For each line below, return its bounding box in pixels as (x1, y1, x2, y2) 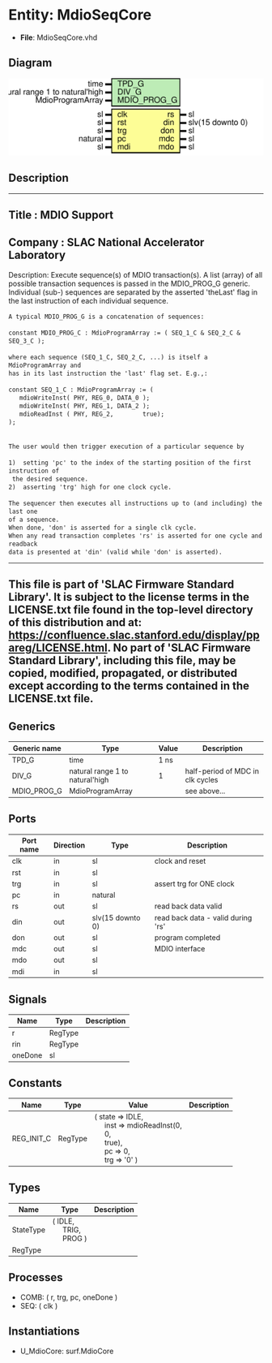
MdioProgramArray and (8, 361, 82, 369)
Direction (53, 840, 86, 850)
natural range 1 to (68, 766, 129, 776)
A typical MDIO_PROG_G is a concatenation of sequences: (8, 313, 205, 321)
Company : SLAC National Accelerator (8, 235, 205, 249)
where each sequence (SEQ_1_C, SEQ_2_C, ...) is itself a (8, 353, 208, 361)
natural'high (68, 775, 109, 785)
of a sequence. (8, 515, 60, 524)
